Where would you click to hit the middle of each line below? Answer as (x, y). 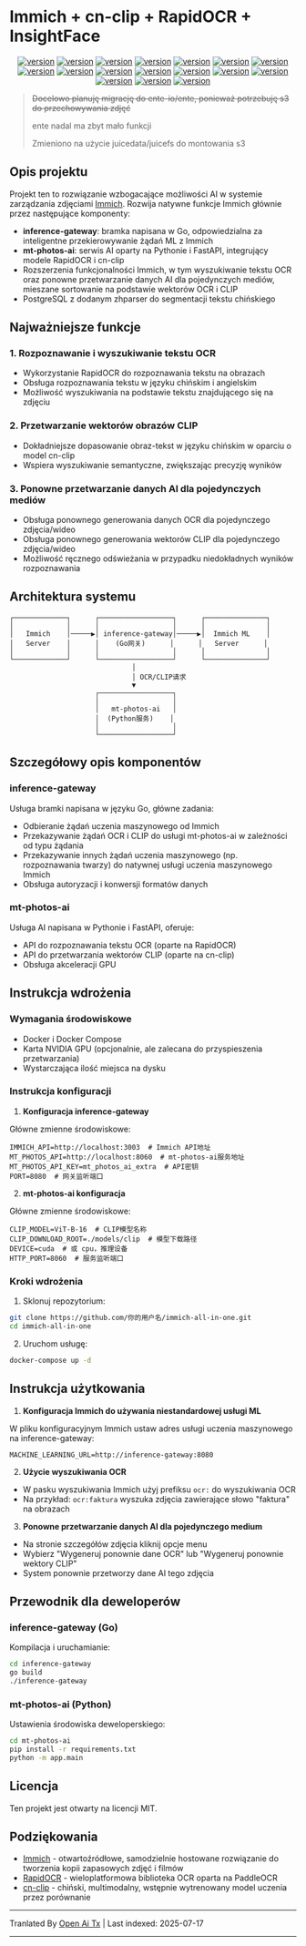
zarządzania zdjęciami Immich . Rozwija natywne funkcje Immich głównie (146, 203)
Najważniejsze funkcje (75, 328)
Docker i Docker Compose (72, 1039)
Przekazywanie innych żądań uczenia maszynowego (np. (130, 855)
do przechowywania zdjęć (81, 108)
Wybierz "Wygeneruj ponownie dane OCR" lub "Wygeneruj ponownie (153, 1553)
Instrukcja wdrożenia (71, 993)
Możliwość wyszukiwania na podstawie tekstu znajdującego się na (148, 393)
